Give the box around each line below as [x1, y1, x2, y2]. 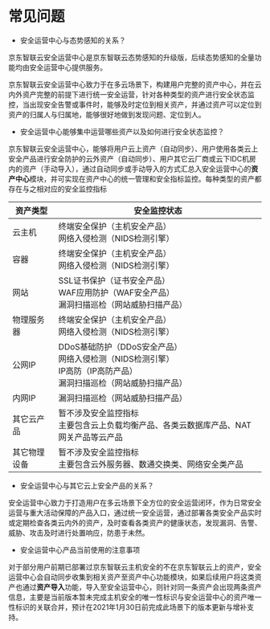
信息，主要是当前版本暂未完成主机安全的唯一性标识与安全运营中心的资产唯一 [8, 592, 262, 602]
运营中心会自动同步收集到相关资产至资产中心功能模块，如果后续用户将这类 [8, 572, 255, 582]
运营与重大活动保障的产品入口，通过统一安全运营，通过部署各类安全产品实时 [8, 508, 262, 517]
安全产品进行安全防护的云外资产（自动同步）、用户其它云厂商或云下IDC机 [8, 153, 250, 163]
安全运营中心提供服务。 [29, 62, 107, 72]
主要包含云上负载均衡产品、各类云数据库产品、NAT [58, 419, 252, 431]
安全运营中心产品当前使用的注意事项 [19, 545, 141, 554]
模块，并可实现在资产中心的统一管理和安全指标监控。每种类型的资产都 [29, 174, 262, 183]
